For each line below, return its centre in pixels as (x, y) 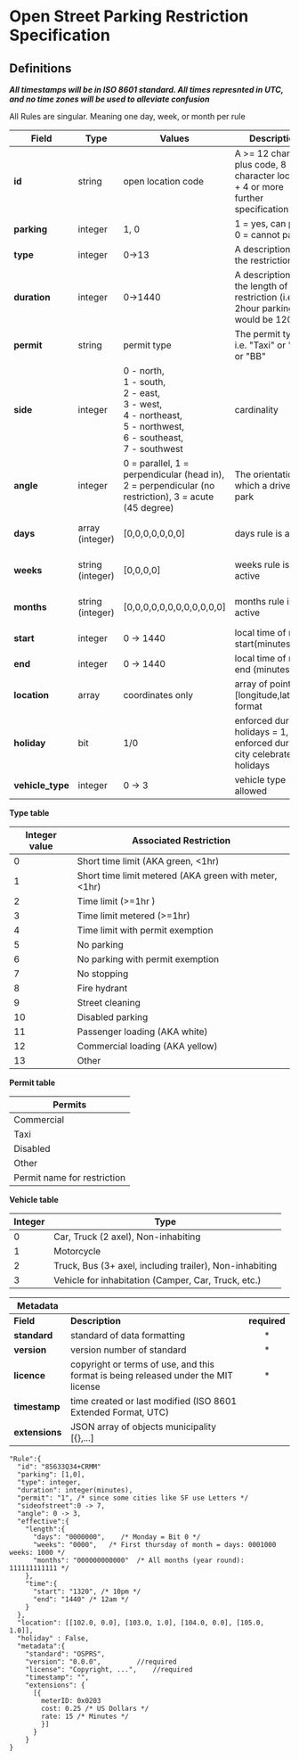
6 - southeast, (154, 437)
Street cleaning (109, 1003)
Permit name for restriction (70, 1177)
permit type (147, 345)
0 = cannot (257, 235)
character (255, 176)
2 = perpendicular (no (169, 485)
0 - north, (144, 370)
